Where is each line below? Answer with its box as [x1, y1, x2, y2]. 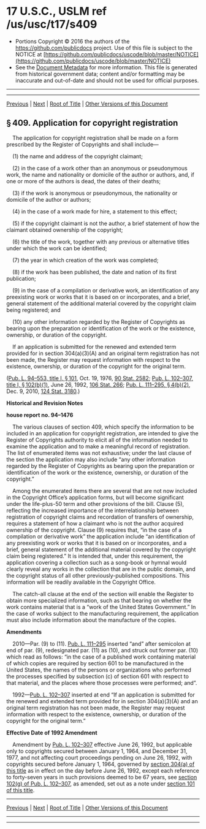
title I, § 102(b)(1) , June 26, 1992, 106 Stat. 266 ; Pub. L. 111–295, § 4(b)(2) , [6, 381, 191, 388]
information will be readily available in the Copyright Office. [6, 578, 156, 586]
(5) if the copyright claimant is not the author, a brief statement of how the [12, 220, 200, 227]
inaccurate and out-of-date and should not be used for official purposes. [15, 77, 199, 84]
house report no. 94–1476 [6, 411, 74, 418]
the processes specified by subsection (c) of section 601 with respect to [6, 673, 189, 680]
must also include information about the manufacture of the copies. [6, 616, 177, 624]
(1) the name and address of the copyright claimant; [12, 152, 143, 160]
